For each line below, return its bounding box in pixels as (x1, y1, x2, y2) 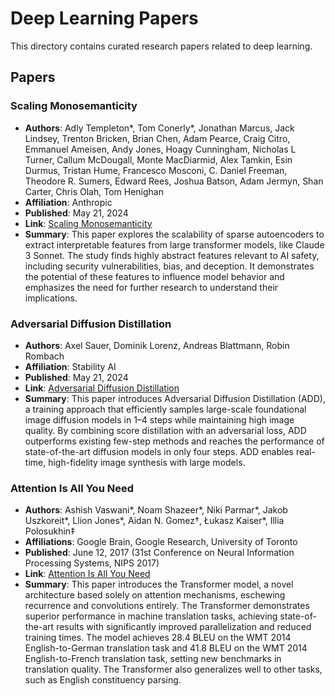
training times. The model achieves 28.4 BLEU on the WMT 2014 (24, 632, 292, 644)
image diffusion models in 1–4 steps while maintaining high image (24, 413, 295, 426)
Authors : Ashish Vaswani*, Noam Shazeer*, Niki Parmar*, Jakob (24, 504, 288, 516)
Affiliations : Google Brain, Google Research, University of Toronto (24, 536, 298, 548)
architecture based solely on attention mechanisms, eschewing (24, 589, 286, 601)
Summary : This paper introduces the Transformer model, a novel (24, 578, 294, 591)
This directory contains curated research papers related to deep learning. (10, 40, 313, 52)
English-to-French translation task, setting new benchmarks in (24, 653, 282, 665)
